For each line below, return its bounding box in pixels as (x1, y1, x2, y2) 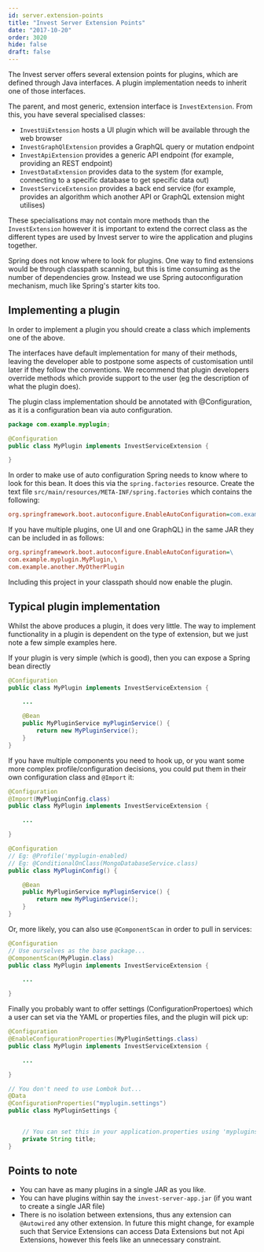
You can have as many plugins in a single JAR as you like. (19, 1185, 207, 1195)
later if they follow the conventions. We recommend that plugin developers (8, 365, 250, 374)
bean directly (8, 661, 51, 671)
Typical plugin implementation (8, 600, 161, 613)
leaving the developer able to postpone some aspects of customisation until (8, 356, 254, 366)
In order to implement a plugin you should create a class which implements (8, 324, 251, 334)
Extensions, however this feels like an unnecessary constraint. (19, 1235, 222, 1245)
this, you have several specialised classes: (8, 110, 145, 119)
